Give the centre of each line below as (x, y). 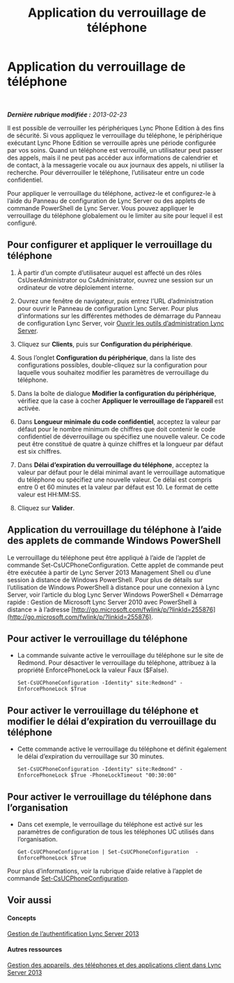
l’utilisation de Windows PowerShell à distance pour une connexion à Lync (114, 587)
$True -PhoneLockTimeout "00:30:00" (124, 775)
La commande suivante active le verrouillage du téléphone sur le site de (120, 655)
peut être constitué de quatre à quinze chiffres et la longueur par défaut (120, 443)
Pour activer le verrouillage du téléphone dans (110, 797)
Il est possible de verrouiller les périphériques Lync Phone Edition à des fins (116, 128)
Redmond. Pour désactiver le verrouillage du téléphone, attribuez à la (117, 663)
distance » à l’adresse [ (40, 609)
